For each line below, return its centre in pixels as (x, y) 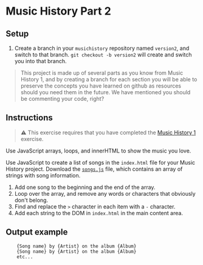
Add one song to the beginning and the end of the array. (85, 187)
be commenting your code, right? (62, 99)
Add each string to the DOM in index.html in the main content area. (99, 213)
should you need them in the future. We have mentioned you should (105, 92)
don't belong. (31, 200)
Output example (37, 232)
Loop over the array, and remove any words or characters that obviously (105, 193)
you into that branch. (40, 61)
